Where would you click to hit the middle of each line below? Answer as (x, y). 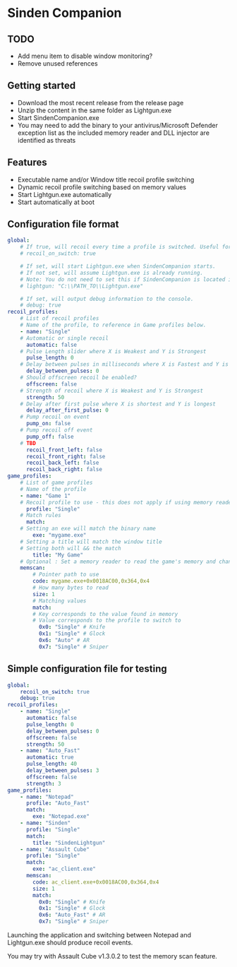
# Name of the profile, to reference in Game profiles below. (113, 325)
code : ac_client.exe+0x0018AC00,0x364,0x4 (96, 882)
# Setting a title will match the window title (91, 542)
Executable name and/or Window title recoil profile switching (106, 179)
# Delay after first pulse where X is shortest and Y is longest (118, 404)
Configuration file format (63, 224)
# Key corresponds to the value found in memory (105, 614)
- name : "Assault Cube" (55, 849)
